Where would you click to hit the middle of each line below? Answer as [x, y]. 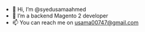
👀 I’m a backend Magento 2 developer [60, 16]
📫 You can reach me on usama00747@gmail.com [75, 22]
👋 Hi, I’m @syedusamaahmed [49, 9]
